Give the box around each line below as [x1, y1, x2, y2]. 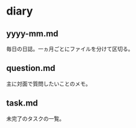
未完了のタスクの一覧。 [6, 115, 65, 122]
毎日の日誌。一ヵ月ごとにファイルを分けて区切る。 [6, 45, 134, 52]
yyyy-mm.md [6, 29, 59, 39]
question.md [6, 63, 56, 73]
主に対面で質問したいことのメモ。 [6, 80, 91, 87]
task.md [6, 98, 38, 109]
